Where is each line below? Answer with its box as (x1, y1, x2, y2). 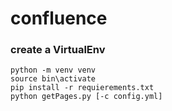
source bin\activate (10, 74, 97, 84)
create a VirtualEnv (10, 43, 106, 57)
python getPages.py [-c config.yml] (10, 92, 163, 102)
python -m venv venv (10, 65, 97, 76)
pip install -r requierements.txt (10, 83, 155, 93)
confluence (10, 7, 108, 30)
